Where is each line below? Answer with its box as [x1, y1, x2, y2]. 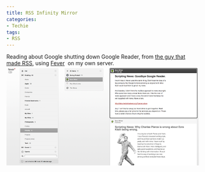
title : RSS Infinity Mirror [6, 10, 78, 16]
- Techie [6, 23, 29, 29]
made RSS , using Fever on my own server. [6, 60, 114, 67]
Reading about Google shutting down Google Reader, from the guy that [6, 53, 185, 60]
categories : [6, 16, 37, 23]
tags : [6, 29, 20, 35]
